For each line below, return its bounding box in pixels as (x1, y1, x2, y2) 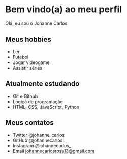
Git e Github (12, 93, 38, 99)
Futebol (12, 54, 29, 60)
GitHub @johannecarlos (12, 137, 63, 143)
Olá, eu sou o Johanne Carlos (5, 20, 68, 26)
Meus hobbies (5, 35, 52, 44)
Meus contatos (5, 118, 54, 127)
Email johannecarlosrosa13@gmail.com (12, 148, 95, 154)
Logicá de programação (12, 98, 63, 105)
